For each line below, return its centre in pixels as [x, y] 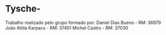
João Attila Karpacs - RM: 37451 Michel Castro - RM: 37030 [67, 27]
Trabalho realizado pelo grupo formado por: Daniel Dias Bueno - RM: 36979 [83, 22]
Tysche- [23, 9]
